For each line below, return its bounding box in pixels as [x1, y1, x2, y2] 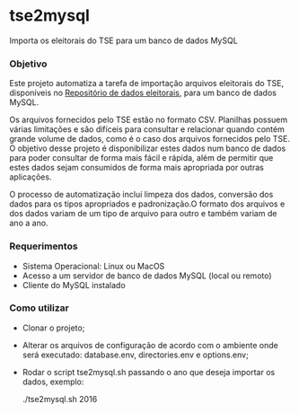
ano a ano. [9, 217, 48, 229]
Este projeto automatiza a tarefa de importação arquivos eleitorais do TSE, [9, 78, 285, 89]
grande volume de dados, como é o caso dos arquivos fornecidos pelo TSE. [9, 134, 290, 145]
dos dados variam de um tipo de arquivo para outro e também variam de [9, 208, 277, 219]
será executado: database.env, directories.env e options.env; [22, 349, 249, 360]
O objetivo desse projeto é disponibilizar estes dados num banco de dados [9, 143, 286, 154]
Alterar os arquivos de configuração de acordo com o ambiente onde [22, 339, 278, 350]
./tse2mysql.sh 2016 [22, 393, 98, 404]
